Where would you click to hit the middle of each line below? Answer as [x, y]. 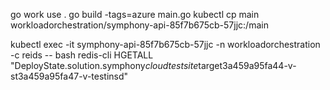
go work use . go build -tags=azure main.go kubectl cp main [135, 14]
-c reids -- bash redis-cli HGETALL [82, 55]
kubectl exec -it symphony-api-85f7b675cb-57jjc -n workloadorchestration [165, 44]
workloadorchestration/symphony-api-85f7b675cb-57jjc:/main [139, 25]
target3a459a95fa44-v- [247, 65]
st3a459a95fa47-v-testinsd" [69, 76]
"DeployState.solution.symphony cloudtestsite [104, 65]
